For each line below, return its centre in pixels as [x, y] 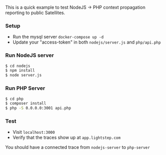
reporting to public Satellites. [35, 13]
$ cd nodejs [18, 66]
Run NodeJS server [30, 55]
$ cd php [14, 99]
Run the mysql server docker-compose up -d [58, 37]
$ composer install [26, 103]
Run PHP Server [25, 88]
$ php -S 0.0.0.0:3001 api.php [38, 108]
